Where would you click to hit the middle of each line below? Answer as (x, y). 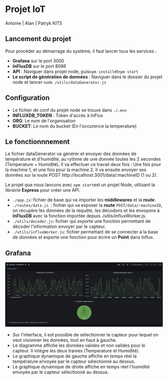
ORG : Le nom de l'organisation (44, 120)
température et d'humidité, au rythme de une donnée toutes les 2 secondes (83, 159)
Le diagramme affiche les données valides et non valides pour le (79, 345)
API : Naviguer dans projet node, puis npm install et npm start (75, 71)
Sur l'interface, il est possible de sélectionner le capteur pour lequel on (85, 334)
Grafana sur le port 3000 (38, 61)
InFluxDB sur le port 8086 (39, 66)
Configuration (27, 98)
